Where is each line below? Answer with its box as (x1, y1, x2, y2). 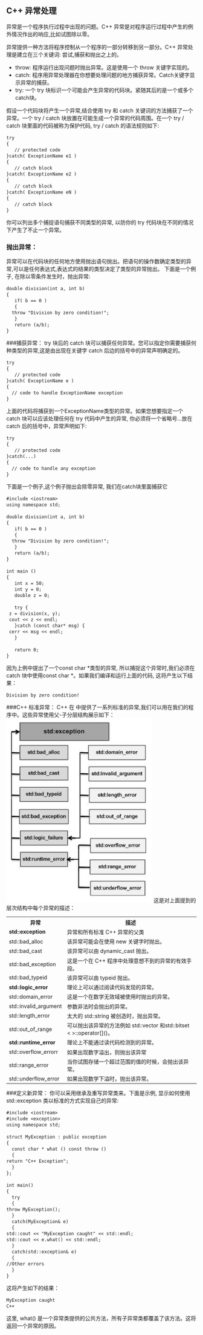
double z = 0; (14, 593, 50, 599)
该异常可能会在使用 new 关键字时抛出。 (66, 938, 165, 945)
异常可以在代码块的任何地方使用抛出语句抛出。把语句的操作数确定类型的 (6, 258, 186, 265)
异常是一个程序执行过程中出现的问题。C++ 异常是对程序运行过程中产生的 (6, 23, 188, 30)
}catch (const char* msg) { (14, 623, 85, 629)
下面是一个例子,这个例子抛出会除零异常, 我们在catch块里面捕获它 (6, 483, 168, 490)
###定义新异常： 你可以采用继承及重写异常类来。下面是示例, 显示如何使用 (6, 1090, 190, 1097)
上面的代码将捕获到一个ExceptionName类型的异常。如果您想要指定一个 (6, 408, 183, 415)
